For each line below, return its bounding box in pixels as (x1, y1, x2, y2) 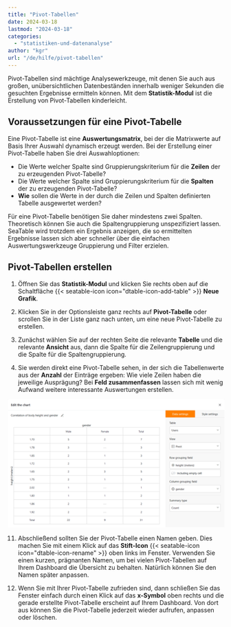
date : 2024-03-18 (8, 18, 58, 25)
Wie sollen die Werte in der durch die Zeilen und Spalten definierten (17, 191, 211, 199)
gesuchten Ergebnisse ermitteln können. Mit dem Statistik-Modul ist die (8, 89, 212, 97)
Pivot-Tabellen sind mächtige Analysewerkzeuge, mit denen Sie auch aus (8, 74, 215, 82)
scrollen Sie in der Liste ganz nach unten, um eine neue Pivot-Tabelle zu (17, 315, 222, 323)
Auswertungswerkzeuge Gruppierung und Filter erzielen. (8, 241, 169, 250)
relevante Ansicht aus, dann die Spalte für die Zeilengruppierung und (17, 342, 215, 351)
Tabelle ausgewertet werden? (17, 199, 102, 207)
